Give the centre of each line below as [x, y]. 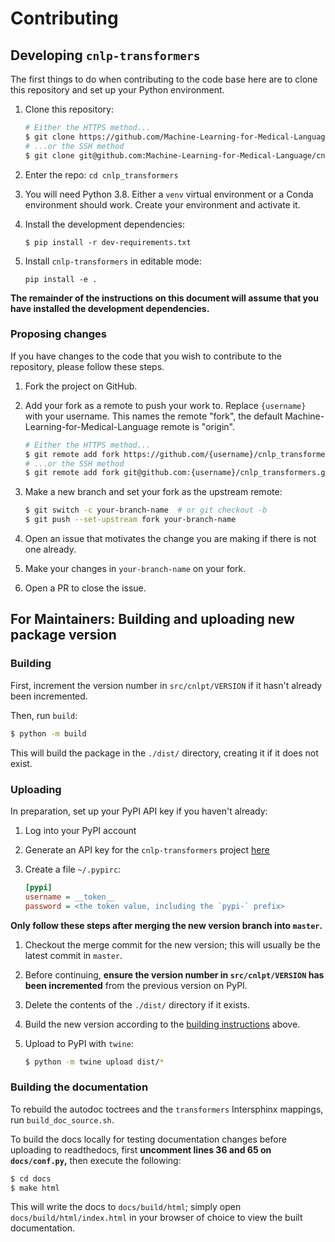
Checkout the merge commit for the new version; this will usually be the [172, 944]
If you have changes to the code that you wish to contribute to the [146, 356]
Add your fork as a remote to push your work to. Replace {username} [165, 405]
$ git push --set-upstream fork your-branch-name [130, 520]
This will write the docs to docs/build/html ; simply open [126, 1207]
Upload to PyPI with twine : [79, 1043]
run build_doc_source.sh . [62, 1119]
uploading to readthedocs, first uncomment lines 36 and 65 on [141, 1149]
